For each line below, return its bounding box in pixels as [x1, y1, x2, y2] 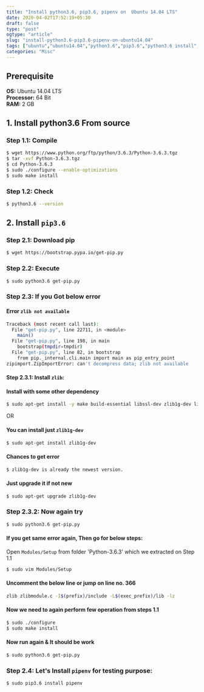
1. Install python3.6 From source [6, 118, 131, 128]
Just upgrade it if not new [6, 479, 73, 487]
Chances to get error [6, 453, 59, 460]
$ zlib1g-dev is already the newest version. [6, 467, 123, 473]
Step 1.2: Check [6, 187, 53, 196]
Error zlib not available [6, 308, 70, 315]
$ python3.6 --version [6, 200, 64, 207]
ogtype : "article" [6, 32, 53, 38]
